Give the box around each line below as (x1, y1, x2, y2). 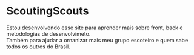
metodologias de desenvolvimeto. (6, 30, 91, 37)
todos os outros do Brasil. (6, 43, 71, 50)
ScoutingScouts (6, 4, 89, 18)
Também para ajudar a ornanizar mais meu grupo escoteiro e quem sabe (6, 36, 189, 44)
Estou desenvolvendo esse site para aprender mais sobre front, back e (6, 24, 183, 31)
